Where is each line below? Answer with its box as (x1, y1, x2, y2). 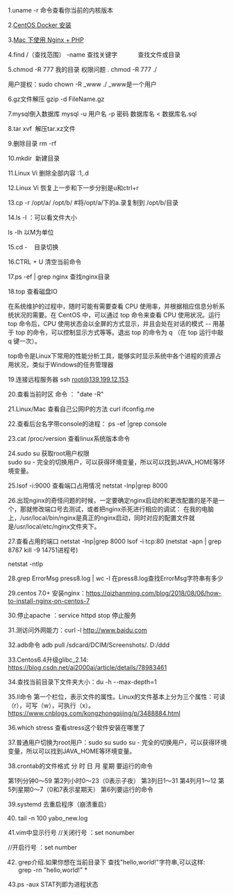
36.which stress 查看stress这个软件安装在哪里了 (8, 724, 146, 731)
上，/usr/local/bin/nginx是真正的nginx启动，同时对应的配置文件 (8, 514, 190, 522)
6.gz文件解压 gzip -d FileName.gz (8, 95, 105, 103)
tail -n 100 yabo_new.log (17, 814, 88, 822)
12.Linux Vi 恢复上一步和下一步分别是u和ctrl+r (8, 184, 139, 192)
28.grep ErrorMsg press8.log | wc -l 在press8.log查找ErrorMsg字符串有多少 (8, 574, 224, 582)
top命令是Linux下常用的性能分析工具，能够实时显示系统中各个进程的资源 (8, 352, 215, 360)
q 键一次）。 (8, 337, 41, 345)
